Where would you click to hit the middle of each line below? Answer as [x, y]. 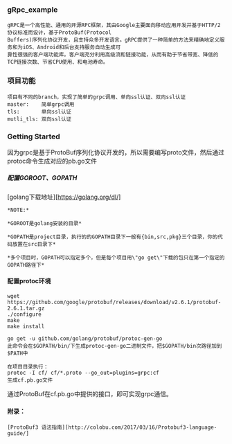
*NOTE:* [18, 210]
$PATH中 [18, 354]
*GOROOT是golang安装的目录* [44, 223]
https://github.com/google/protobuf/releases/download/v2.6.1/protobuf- [114, 303]
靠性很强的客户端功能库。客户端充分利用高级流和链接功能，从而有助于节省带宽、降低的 [113, 55]
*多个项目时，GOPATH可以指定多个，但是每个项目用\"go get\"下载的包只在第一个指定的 [116, 258]
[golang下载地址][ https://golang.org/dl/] [64, 197]
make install [26, 327]
